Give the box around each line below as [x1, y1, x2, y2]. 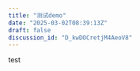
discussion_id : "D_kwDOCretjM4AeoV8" [8, 33, 133, 42]
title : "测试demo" [8, 11, 66, 20]
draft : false [8, 26, 51, 34]
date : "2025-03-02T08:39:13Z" [8, 19, 108, 27]
